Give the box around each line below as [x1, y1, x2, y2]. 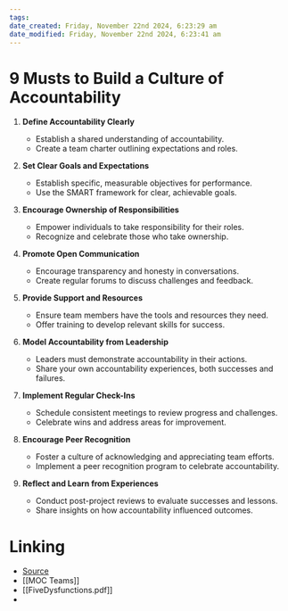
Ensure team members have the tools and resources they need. [35, 310, 269, 321]
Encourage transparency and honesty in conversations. [35, 266, 239, 277]
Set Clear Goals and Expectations [21, 161, 150, 171]
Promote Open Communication [21, 249, 140, 260]
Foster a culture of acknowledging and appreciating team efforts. [35, 451, 275, 462]
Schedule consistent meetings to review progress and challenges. [35, 408, 278, 418]
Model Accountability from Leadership [21, 336, 169, 348]
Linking [9, 536, 65, 557]
